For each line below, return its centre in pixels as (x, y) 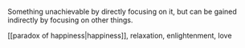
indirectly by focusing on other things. (70, 20)
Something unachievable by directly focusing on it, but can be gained (122, 12)
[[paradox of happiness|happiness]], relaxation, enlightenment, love (120, 36)
